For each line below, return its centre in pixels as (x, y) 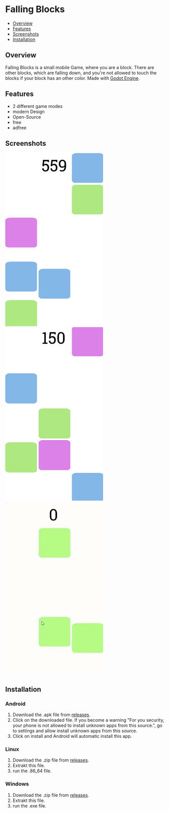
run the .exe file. (29, 805)
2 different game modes (38, 106)
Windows (17, 784)
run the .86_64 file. (32, 771)
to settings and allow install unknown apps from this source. (75, 731)
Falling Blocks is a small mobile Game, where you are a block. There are (80, 67)
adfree (19, 128)
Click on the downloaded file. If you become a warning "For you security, (88, 720)
